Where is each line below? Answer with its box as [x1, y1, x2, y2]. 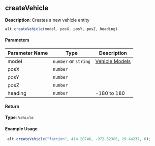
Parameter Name [7, 49, 48, 56]
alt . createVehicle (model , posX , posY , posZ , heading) [5, 27, 118, 31]
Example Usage [5, 125, 38, 132]
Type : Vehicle [5, 115, 34, 120]
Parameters [5, 37, 30, 43]
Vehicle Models [95, 58, 131, 64]
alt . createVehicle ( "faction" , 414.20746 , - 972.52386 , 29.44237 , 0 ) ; [7, 137, 151, 142]
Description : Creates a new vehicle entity [5, 17, 90, 23]
